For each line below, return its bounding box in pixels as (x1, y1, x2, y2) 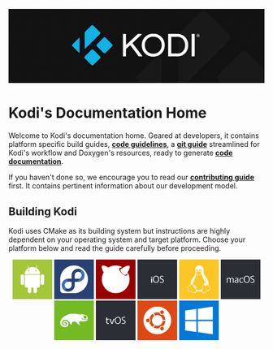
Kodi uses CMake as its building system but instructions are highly (8, 226, 231, 235)
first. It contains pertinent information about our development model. (8, 181, 238, 191)
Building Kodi (8, 205, 77, 218)
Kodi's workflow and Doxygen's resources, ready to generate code (8, 148, 233, 158)
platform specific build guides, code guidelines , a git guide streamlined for (8, 140, 260, 149)
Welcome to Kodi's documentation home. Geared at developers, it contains (8, 131, 260, 140)
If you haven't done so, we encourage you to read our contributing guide (8, 172, 254, 183)
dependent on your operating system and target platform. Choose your (8, 235, 246, 244)
